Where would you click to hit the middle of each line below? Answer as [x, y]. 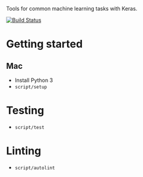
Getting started [45, 44]
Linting [24, 151]
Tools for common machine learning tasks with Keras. [72, 9]
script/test [29, 127]
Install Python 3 [34, 80]
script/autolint [35, 168]
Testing [25, 111]
